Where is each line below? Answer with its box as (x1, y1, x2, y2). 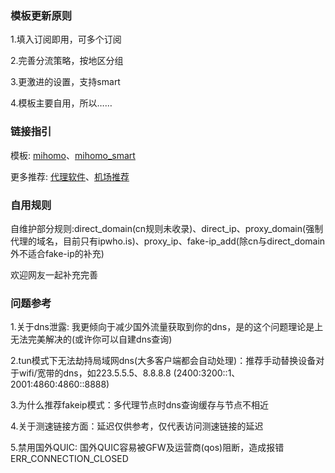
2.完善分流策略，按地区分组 (10, 55, 124, 67)
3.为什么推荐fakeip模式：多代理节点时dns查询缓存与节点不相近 (10, 399, 269, 411)
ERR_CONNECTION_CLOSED (10, 453, 129, 465)
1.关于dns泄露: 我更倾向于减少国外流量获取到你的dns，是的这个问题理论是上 (10, 321, 324, 333)
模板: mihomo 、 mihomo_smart (10, 149, 136, 161)
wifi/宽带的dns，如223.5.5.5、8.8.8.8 (18, 367, 172, 379)
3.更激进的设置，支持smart (10, 76, 121, 88)
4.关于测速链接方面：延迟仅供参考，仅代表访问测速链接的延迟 (10, 420, 264, 432)
